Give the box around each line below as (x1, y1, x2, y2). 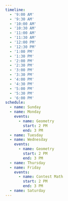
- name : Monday (9, 109, 41, 115)
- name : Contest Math (18, 174, 64, 180)
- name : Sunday (9, 105, 41, 110)
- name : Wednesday (9, 137, 48, 142)
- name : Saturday (9, 188, 46, 193)
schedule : (5, 100, 26, 105)
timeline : (5, 7, 26, 12)
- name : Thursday (9, 160, 46, 165)
